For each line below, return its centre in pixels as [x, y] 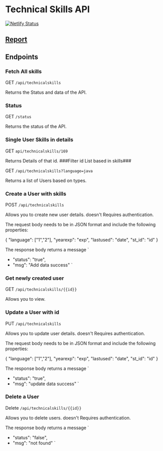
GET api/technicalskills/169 [37, 151]
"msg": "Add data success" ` [42, 265]
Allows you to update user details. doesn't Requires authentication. [75, 333]
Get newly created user [35, 278]
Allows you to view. [25, 299]
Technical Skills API [47, 9]
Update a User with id [32, 312]
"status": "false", [30, 437]
